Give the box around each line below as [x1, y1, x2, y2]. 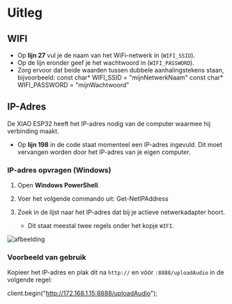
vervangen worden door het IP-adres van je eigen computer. [17, 148, 191, 156]
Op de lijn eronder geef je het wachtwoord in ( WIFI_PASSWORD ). [17, 59, 195, 67]
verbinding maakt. [7, 127, 59, 135]
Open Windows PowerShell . [17, 181, 100, 190]
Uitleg [7, 5, 43, 21]
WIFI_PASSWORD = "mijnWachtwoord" [17, 81, 130, 89]
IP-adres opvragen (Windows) [7, 165, 111, 175]
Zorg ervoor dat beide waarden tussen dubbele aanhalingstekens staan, [17, 66, 224, 74]
